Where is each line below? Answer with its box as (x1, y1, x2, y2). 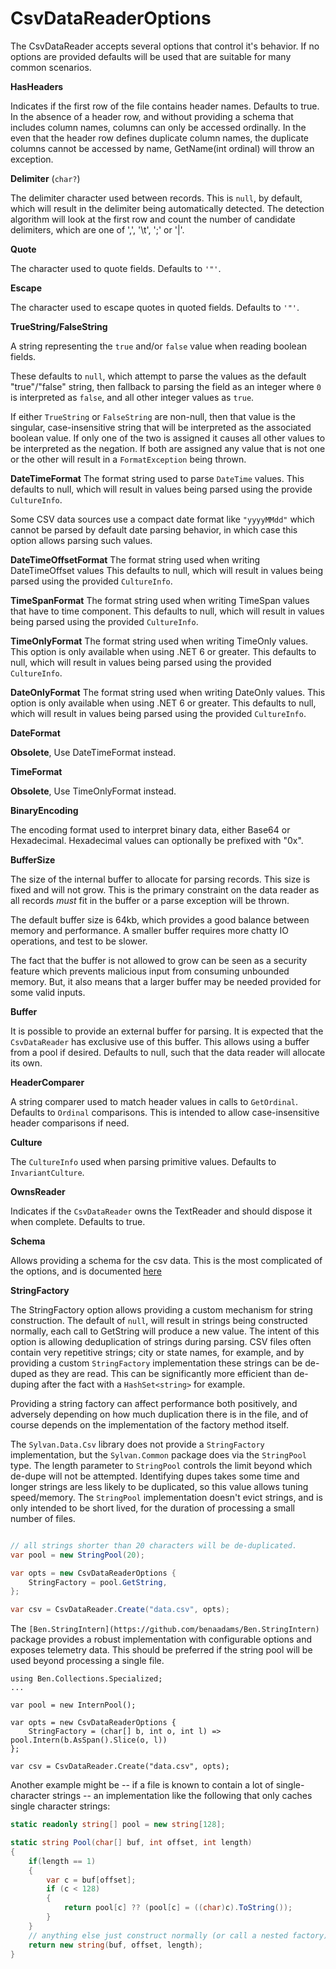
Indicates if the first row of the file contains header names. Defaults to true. (10, 100, 320, 112)
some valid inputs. (10, 986, 86, 998)
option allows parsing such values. (10, 534, 153, 546)
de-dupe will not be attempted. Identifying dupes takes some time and (10, 1470, 300, 1482)
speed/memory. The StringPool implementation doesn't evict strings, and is (10, 1491, 323, 1503)
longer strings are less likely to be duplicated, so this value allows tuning (10, 1480, 309, 1492)
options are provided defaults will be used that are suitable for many (10, 50, 292, 62)
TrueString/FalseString (10, 320, 108, 332)
